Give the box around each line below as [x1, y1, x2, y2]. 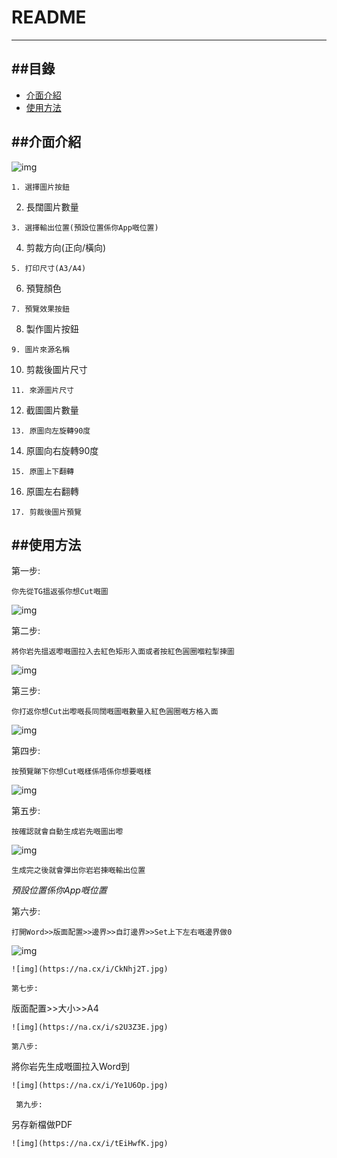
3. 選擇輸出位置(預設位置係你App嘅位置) [11, 222, 159, 233]
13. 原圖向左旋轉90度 [11, 426, 91, 436]
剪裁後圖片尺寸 [25, 363, 88, 375]
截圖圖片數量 [25, 404, 79, 416]
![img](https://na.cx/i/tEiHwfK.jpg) [11, 1139, 169, 1149]
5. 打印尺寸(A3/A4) [11, 263, 87, 273]
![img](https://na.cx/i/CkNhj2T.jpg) [11, 964, 169, 975]
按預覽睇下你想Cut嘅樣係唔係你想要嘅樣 [11, 767, 152, 777]
